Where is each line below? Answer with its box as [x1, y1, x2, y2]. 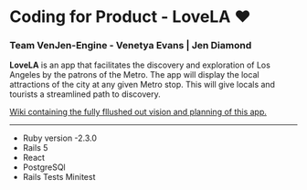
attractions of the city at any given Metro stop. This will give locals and [9, 79, 276, 90]
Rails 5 [22, 142, 48, 153]
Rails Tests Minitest [22, 172, 96, 183]
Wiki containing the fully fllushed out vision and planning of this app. [9, 107, 268, 118]
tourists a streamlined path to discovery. [9, 89, 162, 100]
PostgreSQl [22, 162, 66, 173]
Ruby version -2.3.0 [22, 132, 98, 143]
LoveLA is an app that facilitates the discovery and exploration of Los [9, 59, 271, 70]
